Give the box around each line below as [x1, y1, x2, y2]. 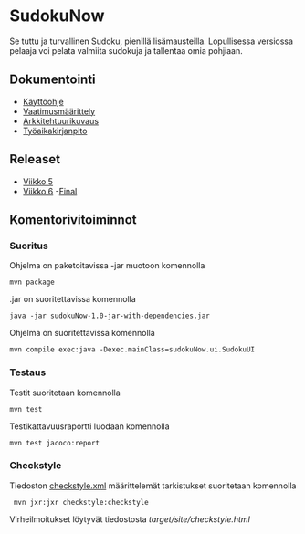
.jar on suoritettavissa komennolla [9, 294, 137, 305]
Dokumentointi [9, 72, 96, 88]
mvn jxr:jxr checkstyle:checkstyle [13, 497, 149, 507]
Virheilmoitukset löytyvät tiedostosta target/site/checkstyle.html [9, 513, 251, 525]
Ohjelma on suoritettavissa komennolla [9, 328, 155, 339]
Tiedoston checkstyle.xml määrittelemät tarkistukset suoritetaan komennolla [9, 480, 297, 491]
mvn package [9, 277, 55, 288]
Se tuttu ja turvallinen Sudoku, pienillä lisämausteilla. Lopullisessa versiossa [9, 36, 294, 47]
